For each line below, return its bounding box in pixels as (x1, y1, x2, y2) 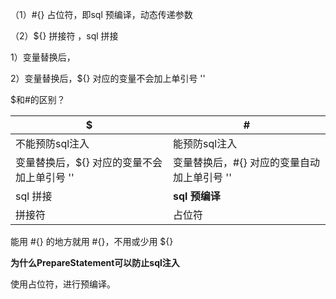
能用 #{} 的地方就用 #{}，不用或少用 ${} (10, 236, 174, 247)
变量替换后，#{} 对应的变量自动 (173, 156, 320, 169)
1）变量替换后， (10, 51, 76, 63)
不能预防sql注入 (15, 137, 90, 150)
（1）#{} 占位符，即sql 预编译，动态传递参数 (10, 9, 193, 20)
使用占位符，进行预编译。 (10, 278, 116, 290)
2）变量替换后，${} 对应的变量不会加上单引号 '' (10, 73, 206, 84)
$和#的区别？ (10, 94, 66, 105)
